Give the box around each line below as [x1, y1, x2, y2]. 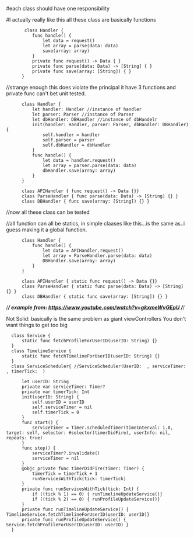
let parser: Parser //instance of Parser [31, 112, 134, 117]
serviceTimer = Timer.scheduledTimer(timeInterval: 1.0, [31, 425, 174, 431]
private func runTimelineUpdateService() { [21, 506, 129, 512]
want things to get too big [6, 321, 68, 328]
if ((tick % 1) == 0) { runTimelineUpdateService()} [31, 491, 163, 497]
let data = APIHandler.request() [43, 248, 124, 254]
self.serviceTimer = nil [31, 404, 93, 410]
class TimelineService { [11, 348, 72, 354]
